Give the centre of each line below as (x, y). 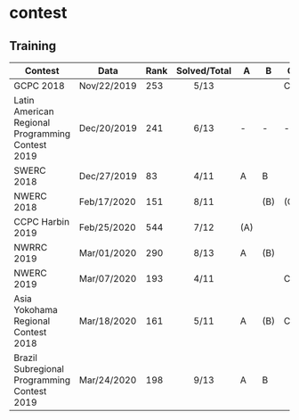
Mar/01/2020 (108, 253)
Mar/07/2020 (108, 279)
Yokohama (36, 310)
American (34, 111)
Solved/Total (204, 71)
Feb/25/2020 (107, 227)
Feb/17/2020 (107, 202)
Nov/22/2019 (108, 86)
